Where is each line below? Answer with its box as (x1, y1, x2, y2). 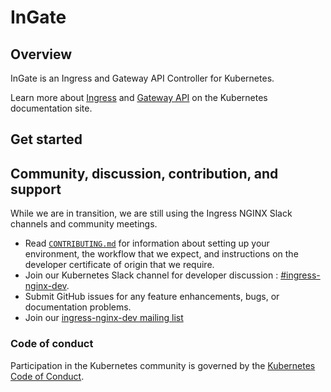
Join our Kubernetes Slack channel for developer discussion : (24, 269, 279, 281)
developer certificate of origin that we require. (24, 259, 215, 271)
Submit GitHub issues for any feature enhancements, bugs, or (24, 291, 280, 303)
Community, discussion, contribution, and (10, 165, 279, 182)
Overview (10, 46, 73, 63)
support (10, 181, 62, 198)
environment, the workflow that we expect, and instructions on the (24, 248, 299, 260)
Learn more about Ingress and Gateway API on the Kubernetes (10, 92, 268, 103)
